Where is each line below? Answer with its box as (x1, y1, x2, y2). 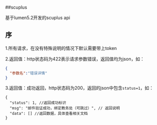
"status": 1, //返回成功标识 (10, 100, 66, 105)
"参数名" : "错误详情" (10, 71, 48, 76)
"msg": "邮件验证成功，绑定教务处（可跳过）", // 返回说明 (10, 106, 120, 111)
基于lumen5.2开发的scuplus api (5, 15, 70, 21)
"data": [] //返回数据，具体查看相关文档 (10, 111, 88, 116)
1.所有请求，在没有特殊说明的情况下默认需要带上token (5, 45, 117, 51)
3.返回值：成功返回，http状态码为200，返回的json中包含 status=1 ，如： (5, 85, 154, 91)
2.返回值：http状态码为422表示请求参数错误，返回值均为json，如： (5, 55, 145, 62)
